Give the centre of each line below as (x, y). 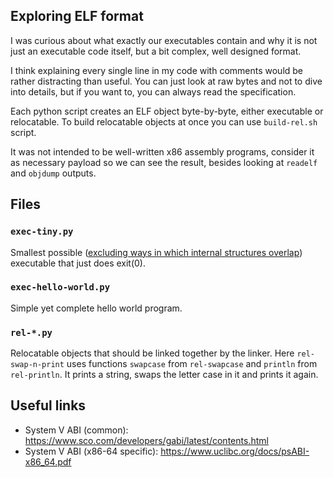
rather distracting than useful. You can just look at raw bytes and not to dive (166, 81)
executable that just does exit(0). (78, 263)
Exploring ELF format (77, 16)
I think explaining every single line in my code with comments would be (157, 70)
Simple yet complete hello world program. (96, 308)
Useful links (48, 405)
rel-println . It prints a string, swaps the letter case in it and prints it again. (164, 375)
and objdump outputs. (53, 173)
